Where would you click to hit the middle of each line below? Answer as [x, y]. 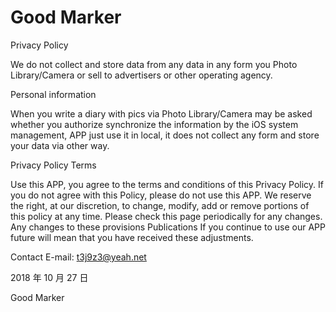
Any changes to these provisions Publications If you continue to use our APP [168, 227]
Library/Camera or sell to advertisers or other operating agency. [141, 75]
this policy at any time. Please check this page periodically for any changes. [166, 216]
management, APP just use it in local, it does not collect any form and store [165, 135]
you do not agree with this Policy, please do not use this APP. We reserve [161, 195]
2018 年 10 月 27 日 [49, 277]
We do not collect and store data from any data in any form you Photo [154, 64]
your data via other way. [60, 145]
